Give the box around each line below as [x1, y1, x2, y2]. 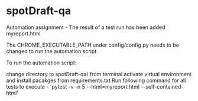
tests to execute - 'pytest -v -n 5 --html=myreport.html [6, 83, 140, 90]
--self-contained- [141, 83, 184, 90]
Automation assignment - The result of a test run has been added [6, 24, 165, 31]
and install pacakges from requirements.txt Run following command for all [6, 77, 186, 84]
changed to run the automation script [6, 47, 97, 54]
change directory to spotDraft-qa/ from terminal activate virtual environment [6, 70, 192, 77]
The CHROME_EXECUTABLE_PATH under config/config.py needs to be [6, 41, 179, 48]
